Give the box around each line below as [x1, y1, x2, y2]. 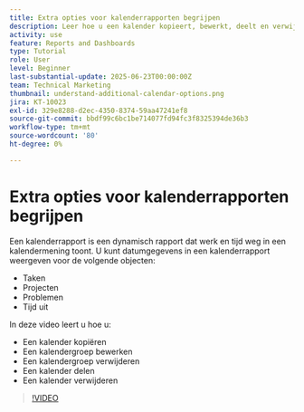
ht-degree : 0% [9, 139, 63, 149]
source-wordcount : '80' [9, 131, 100, 140]
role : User [9, 55, 51, 64]
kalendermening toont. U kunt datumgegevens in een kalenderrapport [9, 245, 271, 256]
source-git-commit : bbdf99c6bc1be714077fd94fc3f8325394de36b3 [9, 114, 249, 123]
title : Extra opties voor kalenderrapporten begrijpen [9, 13, 221, 23]
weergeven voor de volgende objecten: [9, 254, 156, 265]
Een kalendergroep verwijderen [22, 355, 140, 367]
